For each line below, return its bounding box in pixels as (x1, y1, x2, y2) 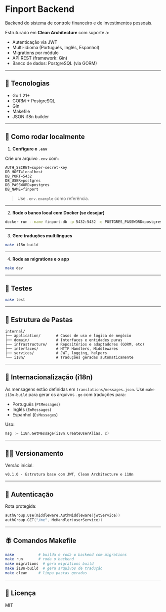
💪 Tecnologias (5, 79, 50, 88)
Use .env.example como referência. (17, 195, 89, 202)
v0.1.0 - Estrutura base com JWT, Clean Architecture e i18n (5, 472, 134, 477)
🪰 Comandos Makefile (5, 537, 77, 545)
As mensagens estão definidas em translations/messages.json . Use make (5, 386, 155, 392)
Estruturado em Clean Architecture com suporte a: (5, 29, 110, 35)
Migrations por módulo (12, 50, 59, 56)
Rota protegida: (5, 503, 37, 509)
